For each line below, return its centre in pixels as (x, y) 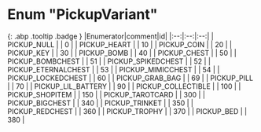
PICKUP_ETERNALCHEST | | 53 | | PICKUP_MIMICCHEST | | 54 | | (114, 69)
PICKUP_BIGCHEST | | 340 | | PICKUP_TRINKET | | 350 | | (101, 103)
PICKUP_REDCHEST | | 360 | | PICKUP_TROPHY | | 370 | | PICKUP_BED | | (127, 111)
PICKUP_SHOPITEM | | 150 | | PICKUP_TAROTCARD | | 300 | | (107, 94)
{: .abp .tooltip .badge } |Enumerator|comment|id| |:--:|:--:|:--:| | (110, 36)
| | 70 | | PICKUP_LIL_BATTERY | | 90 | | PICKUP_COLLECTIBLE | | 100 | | (124, 86)
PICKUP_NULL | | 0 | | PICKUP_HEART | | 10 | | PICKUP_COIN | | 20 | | (120, 44)
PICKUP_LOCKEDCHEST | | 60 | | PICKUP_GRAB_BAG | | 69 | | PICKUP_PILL (130, 78)
